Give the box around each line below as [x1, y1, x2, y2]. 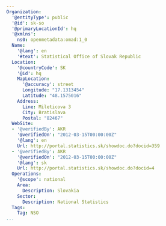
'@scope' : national [17, 177, 66, 183]
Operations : [11, 171, 42, 177]
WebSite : [11, 121, 34, 127]
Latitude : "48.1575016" [22, 93, 82, 99]
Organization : [6, 8, 42, 15]
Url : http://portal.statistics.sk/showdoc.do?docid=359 [17, 142, 161, 149]
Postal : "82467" [22, 115, 63, 121]
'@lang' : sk [17, 160, 47, 166]
